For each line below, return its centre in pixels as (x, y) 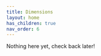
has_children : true (31, 23)
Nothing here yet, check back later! (51, 46)
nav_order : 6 (23, 29)
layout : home (23, 18)
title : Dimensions (30, 12)
